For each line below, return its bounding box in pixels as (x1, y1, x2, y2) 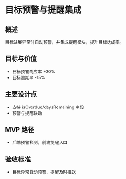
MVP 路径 (5, 126, 34, 134)
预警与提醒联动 (12, 110, 42, 116)
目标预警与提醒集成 (5, 4, 82, 16)
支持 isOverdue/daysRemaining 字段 (12, 104, 84, 110)
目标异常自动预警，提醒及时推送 (12, 169, 76, 175)
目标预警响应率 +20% (12, 69, 56, 74)
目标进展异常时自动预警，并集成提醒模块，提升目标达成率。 (5, 39, 124, 45)
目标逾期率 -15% (12, 74, 45, 80)
